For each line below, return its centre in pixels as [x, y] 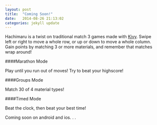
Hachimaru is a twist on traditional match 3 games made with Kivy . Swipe [78, 37]
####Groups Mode [24, 80]
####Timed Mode [23, 99]
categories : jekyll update [32, 23]
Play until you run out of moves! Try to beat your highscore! [64, 71]
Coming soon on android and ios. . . [40, 118]
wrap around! [18, 52]
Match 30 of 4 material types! [35, 89]
